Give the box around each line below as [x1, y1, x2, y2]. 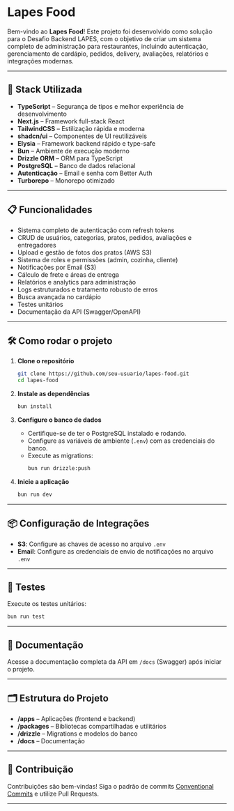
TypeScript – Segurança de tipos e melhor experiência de [17, 102, 185, 110]
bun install [17, 403, 52, 410]
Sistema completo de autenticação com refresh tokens [17, 226, 175, 234]
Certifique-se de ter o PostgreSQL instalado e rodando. [27, 430, 187, 437]
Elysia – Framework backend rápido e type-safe [17, 139, 156, 147]
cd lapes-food [17, 377, 58, 384]
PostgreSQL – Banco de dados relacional [17, 161, 136, 169]
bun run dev [17, 491, 52, 498]
